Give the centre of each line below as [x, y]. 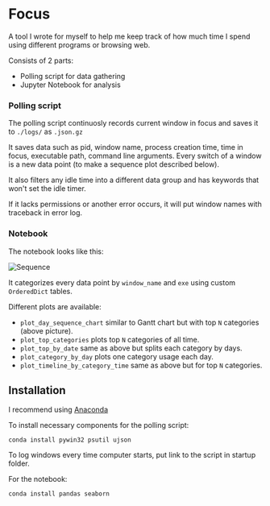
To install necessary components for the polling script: [99, 425]
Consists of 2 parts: [41, 60]
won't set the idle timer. [47, 189]
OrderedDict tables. [40, 291]
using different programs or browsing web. [79, 44]
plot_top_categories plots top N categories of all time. [110, 339]
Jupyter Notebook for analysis [70, 85]
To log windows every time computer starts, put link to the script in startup [132, 455]
